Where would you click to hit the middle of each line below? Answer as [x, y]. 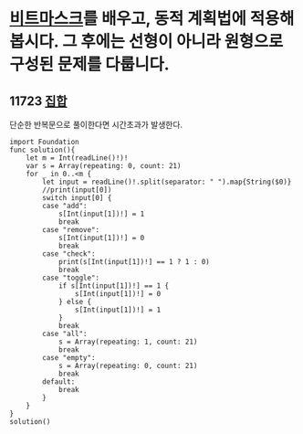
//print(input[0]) [77, 190]
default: [59, 382]
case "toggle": [71, 278]
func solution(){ [42, 150]
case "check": [69, 254]
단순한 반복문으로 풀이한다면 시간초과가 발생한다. [96, 125]
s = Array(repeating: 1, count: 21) [128, 342]
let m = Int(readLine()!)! [77, 158]
